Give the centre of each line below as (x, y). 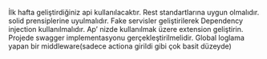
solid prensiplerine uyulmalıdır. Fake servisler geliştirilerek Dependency (125, 21)
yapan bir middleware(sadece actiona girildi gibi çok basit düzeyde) (120, 46)
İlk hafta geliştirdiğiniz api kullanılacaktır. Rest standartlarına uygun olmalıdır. (134, 12)
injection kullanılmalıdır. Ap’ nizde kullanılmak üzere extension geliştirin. (126, 29)
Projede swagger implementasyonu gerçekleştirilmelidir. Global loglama (126, 37)
